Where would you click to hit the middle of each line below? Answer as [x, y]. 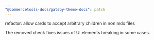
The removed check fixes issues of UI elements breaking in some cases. [77, 32]
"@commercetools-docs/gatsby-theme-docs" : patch [55, 9]
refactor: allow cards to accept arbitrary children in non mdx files [70, 23]
